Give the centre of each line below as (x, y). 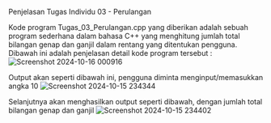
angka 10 (23, 86)
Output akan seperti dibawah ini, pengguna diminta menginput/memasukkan (136, 77)
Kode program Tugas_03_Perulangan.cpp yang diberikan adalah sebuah (128, 27)
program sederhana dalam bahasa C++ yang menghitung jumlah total (124, 36)
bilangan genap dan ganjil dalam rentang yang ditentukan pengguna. (123, 45)
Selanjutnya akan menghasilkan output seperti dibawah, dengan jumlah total (135, 102)
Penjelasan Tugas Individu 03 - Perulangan (80, 12)
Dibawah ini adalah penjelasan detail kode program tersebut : (110, 53)
